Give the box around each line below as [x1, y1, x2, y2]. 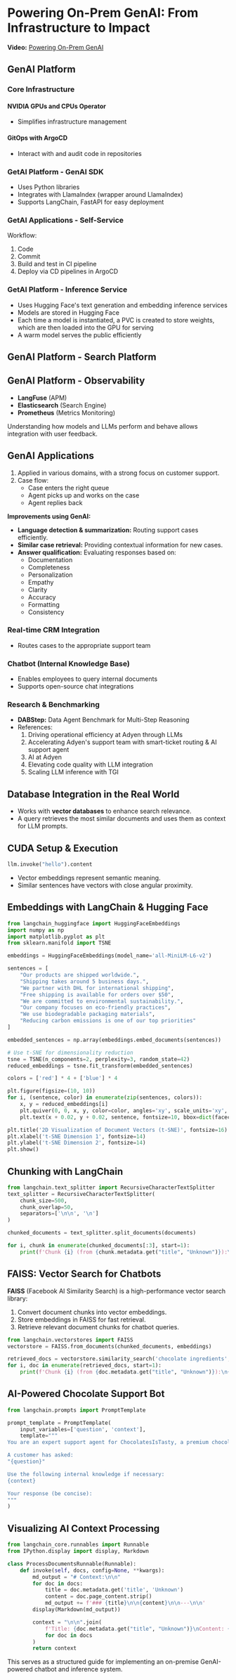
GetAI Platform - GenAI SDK [7, 167, 104, 176]
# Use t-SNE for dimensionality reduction [7, 1049, 133, 1056]
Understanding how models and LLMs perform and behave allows [7, 422, 198, 430]
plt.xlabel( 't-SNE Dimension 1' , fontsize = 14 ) [7, 1133, 146, 1140]
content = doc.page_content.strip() [44, 1593, 152, 1600]
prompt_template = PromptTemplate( [7, 1419, 112, 1426]
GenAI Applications [7, 450, 95, 462]
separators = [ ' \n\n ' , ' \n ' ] [20, 1210, 99, 1217]
